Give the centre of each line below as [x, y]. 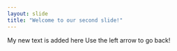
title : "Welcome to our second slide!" [65, 20]
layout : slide [28, 14]
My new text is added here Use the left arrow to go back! [89, 40]
